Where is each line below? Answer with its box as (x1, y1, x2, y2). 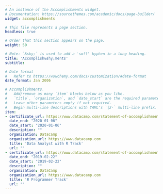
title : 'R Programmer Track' (9, 177, 68, 182)
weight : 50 (5, 43, 27, 48)
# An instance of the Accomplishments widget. (5, 7, 101, 12)
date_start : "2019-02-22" (9, 159, 62, 164)
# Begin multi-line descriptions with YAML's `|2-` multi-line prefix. (5, 105, 158, 110)
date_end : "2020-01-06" (9, 118, 57, 124)
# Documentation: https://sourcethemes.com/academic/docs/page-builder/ (5, 12, 155, 16)
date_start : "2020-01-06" (9, 123, 62, 128)
